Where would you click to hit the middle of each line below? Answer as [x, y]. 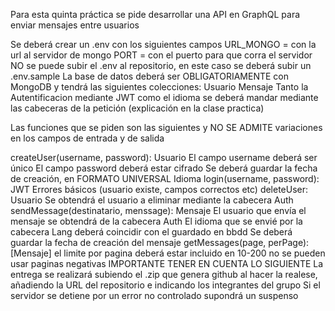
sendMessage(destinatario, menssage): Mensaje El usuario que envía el [158, 210]
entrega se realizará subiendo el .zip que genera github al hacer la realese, [164, 274]
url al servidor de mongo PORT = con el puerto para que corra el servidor [161, 55]
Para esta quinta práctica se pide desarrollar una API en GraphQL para [155, 14]
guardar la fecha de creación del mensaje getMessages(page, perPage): [160, 242]
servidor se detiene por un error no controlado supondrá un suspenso [154, 295]
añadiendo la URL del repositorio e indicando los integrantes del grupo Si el [165, 285]
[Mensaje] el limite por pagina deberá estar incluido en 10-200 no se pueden [168, 253]
